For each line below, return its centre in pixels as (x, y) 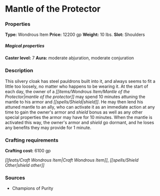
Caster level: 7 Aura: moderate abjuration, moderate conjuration (70, 58)
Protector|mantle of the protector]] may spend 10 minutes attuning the (75, 97)
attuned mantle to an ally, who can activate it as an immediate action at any (80, 107)
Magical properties (25, 46)
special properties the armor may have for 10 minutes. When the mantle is (79, 117)
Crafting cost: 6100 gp (28, 151)
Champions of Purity (32, 188)
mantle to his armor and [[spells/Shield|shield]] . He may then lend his (74, 102)
